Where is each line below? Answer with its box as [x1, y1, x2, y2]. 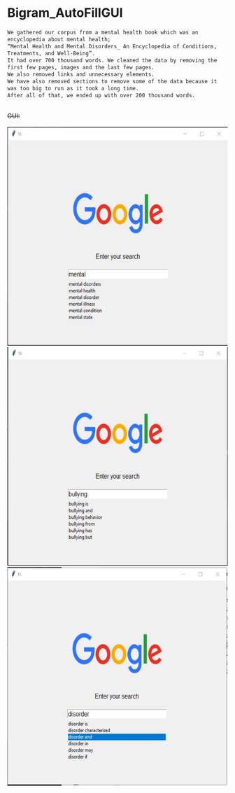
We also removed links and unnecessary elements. [7, 71, 155, 78]
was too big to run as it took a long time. [7, 85, 139, 92]
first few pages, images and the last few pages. [7, 64, 155, 71]
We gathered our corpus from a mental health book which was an [7, 29, 199, 36]
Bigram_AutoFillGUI [7, 5, 124, 21]
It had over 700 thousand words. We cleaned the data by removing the [7, 57, 218, 64]
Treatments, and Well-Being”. [7, 50, 96, 57]
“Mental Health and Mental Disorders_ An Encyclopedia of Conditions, [7, 43, 218, 50]
